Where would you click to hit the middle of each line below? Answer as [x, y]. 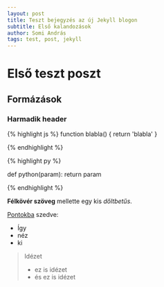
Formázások [35, 99]
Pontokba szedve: [33, 215]
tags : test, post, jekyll [44, 40]
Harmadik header [37, 119]
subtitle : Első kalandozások [49, 26]
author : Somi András [37, 33]
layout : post [26, 14]
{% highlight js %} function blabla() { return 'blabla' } [82, 134]
